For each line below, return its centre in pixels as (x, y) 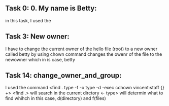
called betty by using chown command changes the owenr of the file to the (84, 54)
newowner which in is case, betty (40, 59)
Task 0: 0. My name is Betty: (51, 8)
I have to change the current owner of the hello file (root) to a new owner (81, 49)
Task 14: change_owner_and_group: (63, 76)
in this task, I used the (28, 20)
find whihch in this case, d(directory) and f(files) (56, 98)
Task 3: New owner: (37, 37)
